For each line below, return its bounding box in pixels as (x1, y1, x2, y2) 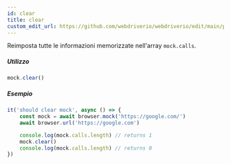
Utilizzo (7, 57, 30, 65)
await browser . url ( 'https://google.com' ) (19, 119, 140, 126)
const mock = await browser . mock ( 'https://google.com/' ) (19, 113, 186, 120)
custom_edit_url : (7, 23, 57, 30)
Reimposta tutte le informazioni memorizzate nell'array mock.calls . (7, 42, 197, 50)
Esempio (7, 89, 33, 97)
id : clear (7, 10, 36, 17)
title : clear (7, 16, 45, 23)
